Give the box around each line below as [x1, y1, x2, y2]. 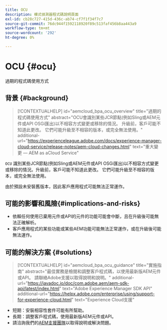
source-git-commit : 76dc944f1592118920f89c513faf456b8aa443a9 [5, 21, 137, 26]
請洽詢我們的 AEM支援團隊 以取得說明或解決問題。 [12, 320, 114, 326]
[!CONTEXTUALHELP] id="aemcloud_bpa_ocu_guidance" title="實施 [17, 262, 158, 268]
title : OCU [5, 7, 28, 12]
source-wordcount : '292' [5, 30, 57, 35]
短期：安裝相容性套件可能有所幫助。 [12, 307, 87, 314]
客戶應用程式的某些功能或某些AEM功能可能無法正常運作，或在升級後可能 [12, 226, 162, 232]
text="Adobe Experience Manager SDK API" [62, 286, 153, 292]
